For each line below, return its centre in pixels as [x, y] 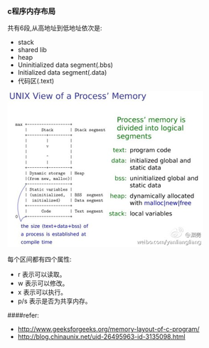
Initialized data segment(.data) [62, 73]
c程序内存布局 [31, 11]
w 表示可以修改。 [43, 283]
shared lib [32, 50]
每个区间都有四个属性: [40, 259]
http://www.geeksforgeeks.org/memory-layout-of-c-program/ [109, 329]
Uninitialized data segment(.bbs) [65, 65]
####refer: [23, 315]
